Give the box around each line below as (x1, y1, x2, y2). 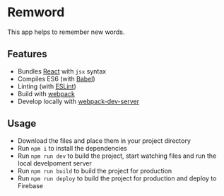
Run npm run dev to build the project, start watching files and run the (17, 151, 217, 160)
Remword (7, 4, 65, 21)
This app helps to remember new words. (7, 28, 125, 36)
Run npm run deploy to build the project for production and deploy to (17, 174, 217, 183)
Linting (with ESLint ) (17, 82, 76, 91)
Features (7, 48, 47, 60)
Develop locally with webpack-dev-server (17, 97, 140, 105)
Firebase (17, 181, 44, 190)
